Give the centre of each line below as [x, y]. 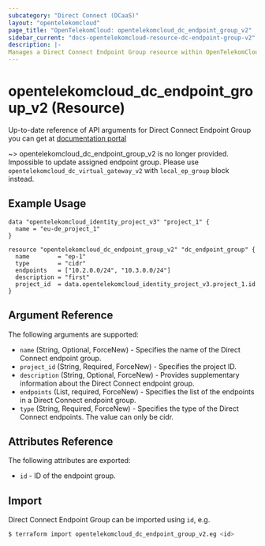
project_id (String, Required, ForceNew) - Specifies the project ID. [128, 366]
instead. [21, 179]
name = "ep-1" [51, 256]
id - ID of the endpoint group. [67, 476]
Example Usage [47, 203]
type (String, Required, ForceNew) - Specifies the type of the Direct [129, 409]
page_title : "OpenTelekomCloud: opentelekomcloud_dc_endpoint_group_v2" [130, 30]
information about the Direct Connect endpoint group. [107, 383]
